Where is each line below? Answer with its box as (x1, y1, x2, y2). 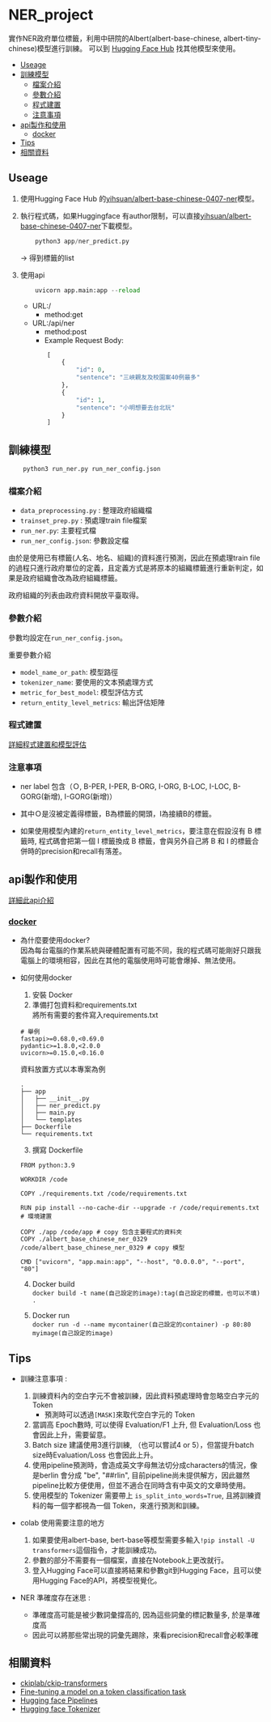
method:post (44, 326, 87, 337)
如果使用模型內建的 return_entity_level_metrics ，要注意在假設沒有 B (19, 826, 253, 836)
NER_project (8, 6, 94, 24)
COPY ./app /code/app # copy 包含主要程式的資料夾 (19, 1228, 183, 1236)
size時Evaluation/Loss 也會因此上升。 (32, 1450, 158, 1460)
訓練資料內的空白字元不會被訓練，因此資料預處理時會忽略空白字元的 (32, 1391, 260, 1401)
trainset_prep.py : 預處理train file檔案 (19, 515, 147, 525)
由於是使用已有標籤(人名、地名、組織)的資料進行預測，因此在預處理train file (8, 553, 260, 563)
